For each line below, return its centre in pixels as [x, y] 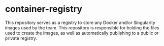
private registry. [21, 38]
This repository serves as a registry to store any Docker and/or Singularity [80, 23]
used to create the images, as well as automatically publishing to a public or [82, 33]
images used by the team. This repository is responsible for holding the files [82, 27]
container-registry [44, 9]
